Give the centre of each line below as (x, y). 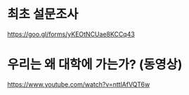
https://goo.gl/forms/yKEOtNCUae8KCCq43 (71, 34)
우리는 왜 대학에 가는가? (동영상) (95, 65)
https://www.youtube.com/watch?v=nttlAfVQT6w (79, 84)
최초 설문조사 (43, 14)
